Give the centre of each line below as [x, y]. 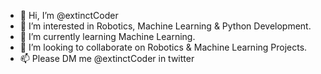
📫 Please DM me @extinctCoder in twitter [107, 58]
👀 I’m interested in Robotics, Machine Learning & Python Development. [165, 26]
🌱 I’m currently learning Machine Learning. [107, 36]
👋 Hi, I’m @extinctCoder [69, 15]
